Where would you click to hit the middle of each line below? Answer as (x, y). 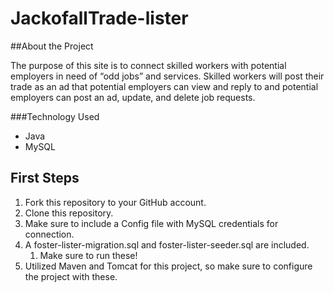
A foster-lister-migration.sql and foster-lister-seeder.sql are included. (167, 244)
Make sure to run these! (88, 255)
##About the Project (52, 46)
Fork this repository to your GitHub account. (115, 202)
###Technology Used (55, 116)
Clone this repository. (69, 213)
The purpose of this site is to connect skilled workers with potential (148, 65)
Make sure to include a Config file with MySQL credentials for (151, 223)
